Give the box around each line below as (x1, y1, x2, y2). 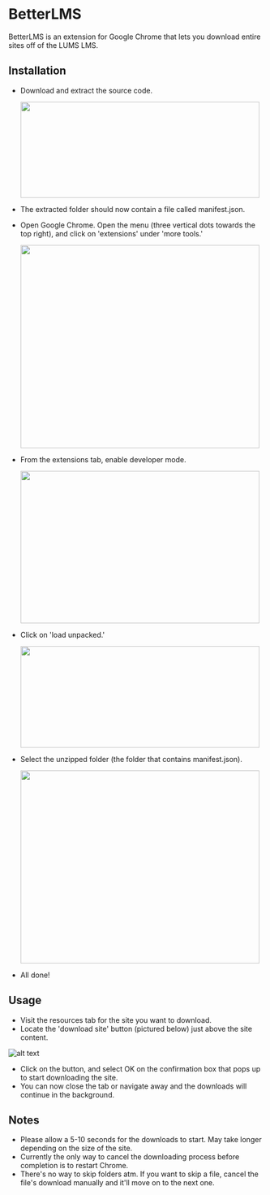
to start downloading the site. (19, 1072, 118, 1082)
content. (19, 1033, 49, 1042)
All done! (19, 970, 50, 980)
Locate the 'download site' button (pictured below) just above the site (19, 1024, 253, 1033)
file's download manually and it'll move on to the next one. (19, 1178, 215, 1188)
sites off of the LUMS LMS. (8, 40, 99, 50)
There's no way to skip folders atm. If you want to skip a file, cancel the (19, 1169, 259, 1179)
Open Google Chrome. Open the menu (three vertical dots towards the (19, 220, 256, 230)
